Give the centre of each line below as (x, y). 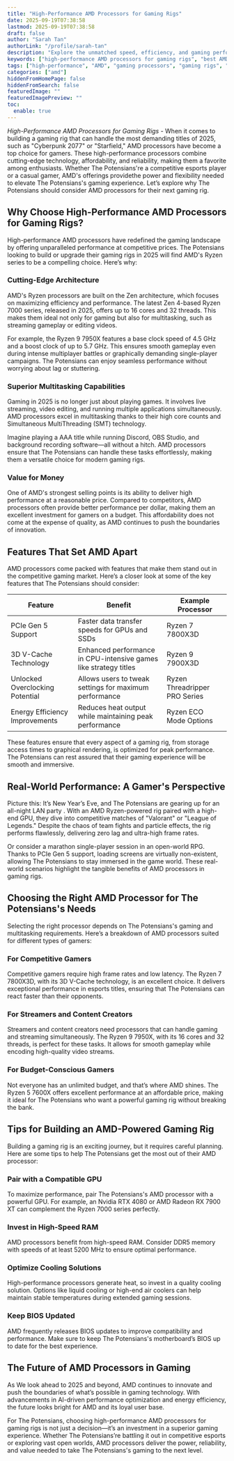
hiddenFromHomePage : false (46, 79)
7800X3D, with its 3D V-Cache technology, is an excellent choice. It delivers (116, 981)
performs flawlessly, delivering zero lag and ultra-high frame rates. (103, 833)
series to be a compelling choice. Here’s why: (72, 262)
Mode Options (190, 721)
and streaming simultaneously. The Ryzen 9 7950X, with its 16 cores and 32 (116, 1037)
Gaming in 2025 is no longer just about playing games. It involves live (107, 401)
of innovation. (27, 530)
